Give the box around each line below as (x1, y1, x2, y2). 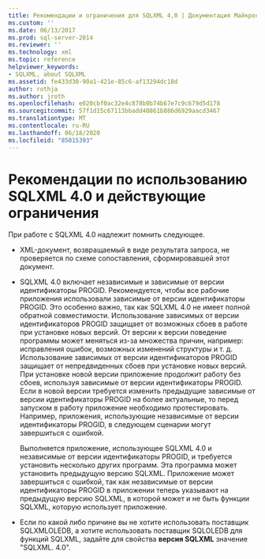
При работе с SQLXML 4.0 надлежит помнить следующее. (8, 230, 205, 239)
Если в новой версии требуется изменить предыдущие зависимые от (19, 386, 256, 396)
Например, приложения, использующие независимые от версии (19, 411, 239, 421)
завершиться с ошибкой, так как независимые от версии (19, 477, 214, 486)
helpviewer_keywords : (8, 63, 80, 71)
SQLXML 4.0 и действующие (8, 187, 207, 205)
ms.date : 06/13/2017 (8, 26, 77, 34)
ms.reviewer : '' (8, 41, 62, 49)
